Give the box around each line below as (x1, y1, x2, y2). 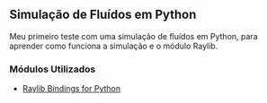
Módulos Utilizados (9, 63, 96, 75)
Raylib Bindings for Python (22, 83, 121, 94)
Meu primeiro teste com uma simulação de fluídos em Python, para (9, 30, 258, 41)
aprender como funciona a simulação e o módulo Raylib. (9, 40, 218, 51)
